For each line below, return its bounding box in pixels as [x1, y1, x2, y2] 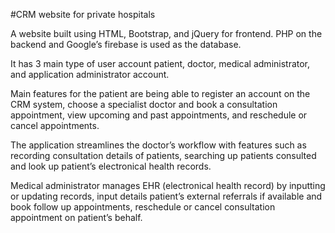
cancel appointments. [10, 120, 100, 131]
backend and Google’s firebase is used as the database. [10, 39, 242, 50]
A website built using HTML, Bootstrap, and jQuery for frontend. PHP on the [10, 28, 323, 39]
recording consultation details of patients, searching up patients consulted [10, 150, 317, 161]
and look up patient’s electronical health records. [10, 160, 212, 172]
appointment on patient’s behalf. [10, 212, 143, 223]
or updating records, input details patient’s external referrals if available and [10, 190, 323, 202]
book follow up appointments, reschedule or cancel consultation [10, 201, 276, 213]
